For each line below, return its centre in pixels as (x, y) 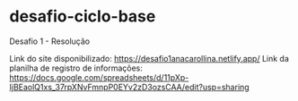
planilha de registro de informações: (76, 68)
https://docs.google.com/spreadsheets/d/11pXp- (99, 77)
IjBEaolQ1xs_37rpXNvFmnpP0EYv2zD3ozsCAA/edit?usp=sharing (129, 87)
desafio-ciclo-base (83, 17)
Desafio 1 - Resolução (50, 41)
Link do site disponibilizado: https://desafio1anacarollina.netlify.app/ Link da (149, 58)
